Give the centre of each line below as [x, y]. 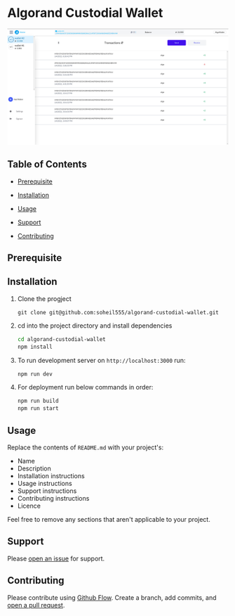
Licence [29, 506]
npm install [35, 347]
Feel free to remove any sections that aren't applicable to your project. [109, 519]
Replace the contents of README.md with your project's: [85, 447]
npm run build [38, 401]
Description [34, 468]
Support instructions [47, 491]
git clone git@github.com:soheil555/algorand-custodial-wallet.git [118, 312]
